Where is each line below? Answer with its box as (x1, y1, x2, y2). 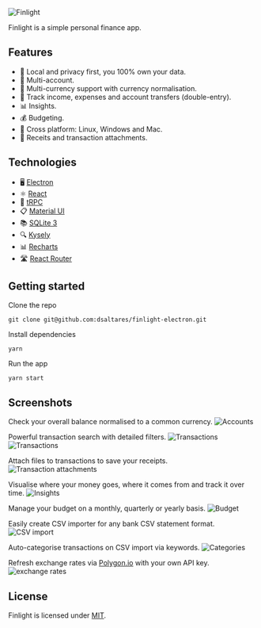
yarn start (8, 374, 44, 382)
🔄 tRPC (19, 197, 43, 206)
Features (8, 46, 53, 59)
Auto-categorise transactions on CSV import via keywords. (8, 543, 200, 553)
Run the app (8, 359, 48, 369)
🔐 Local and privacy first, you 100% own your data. (19, 67, 187, 76)
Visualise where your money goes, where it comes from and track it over (8, 480, 245, 489)
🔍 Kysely (19, 230, 51, 239)
